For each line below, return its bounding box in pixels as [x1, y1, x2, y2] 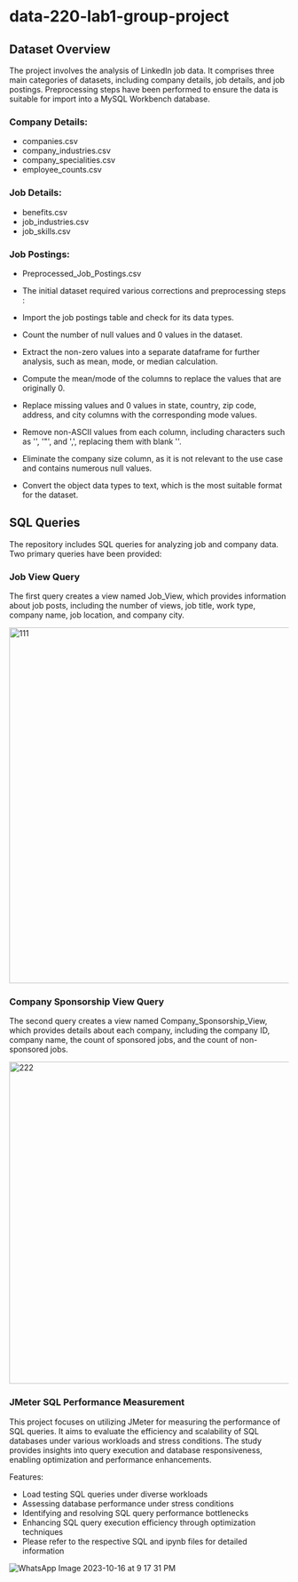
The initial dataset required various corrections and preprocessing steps [21, 285, 286, 295]
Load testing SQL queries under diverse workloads [21, 1489, 208, 1499]
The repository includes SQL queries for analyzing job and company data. [9, 538, 279, 549]
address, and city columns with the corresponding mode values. [21, 409, 257, 420]
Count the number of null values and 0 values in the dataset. [21, 329, 243, 340]
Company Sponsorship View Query [9, 995, 165, 1007]
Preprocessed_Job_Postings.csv [21, 268, 142, 278]
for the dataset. [21, 489, 79, 500]
